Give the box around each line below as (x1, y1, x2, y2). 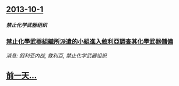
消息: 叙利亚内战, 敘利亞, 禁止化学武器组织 (6, 52, 107, 59)
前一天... (6, 71, 37, 81)
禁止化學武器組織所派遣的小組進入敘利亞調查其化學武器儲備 (6, 38, 174, 46)
